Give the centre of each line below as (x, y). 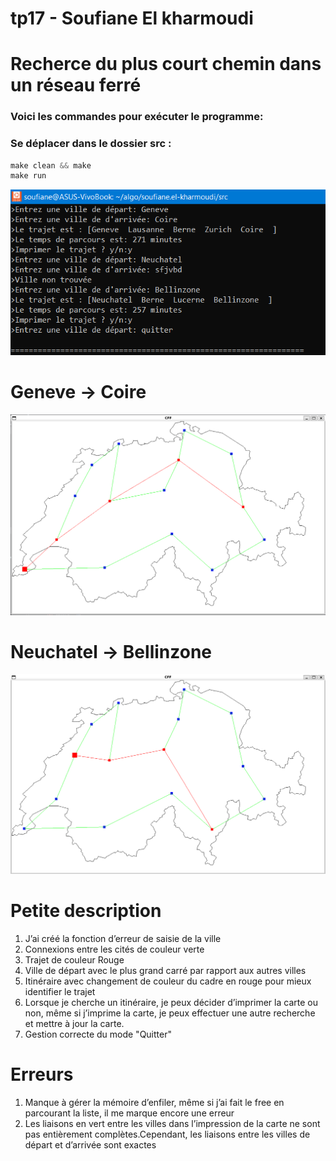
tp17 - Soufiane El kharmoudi (132, 18)
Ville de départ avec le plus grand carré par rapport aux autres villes (165, 970)
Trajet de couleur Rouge (74, 959)
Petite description (86, 911)
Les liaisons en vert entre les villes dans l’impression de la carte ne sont (172, 1123)
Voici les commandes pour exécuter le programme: (137, 117)
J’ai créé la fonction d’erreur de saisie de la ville (123, 938)
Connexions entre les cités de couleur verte (114, 949)
